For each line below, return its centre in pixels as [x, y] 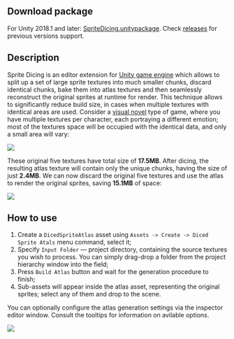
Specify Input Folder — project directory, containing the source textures [122, 250]
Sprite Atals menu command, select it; [74, 242]
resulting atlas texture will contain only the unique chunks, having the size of [117, 168]
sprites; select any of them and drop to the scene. [89, 294]
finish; [26, 280]
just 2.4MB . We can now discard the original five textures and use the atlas [115, 175]
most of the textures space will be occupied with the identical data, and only [117, 127]
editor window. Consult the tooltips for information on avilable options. [108, 315]
